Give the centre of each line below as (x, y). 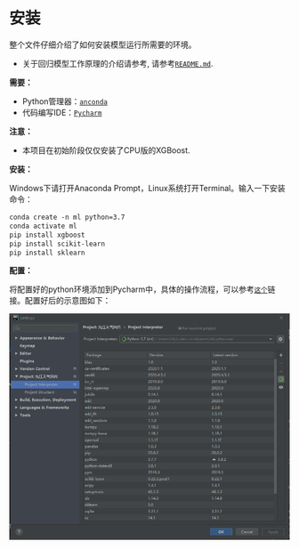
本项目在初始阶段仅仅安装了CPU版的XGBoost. (106, 150)
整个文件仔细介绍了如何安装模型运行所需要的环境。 (103, 44)
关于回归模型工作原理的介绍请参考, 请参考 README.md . (117, 63)
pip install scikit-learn (57, 244)
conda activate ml (43, 226)
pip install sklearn (48, 253)
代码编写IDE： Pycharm (62, 112)
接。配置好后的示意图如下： (60, 300)
